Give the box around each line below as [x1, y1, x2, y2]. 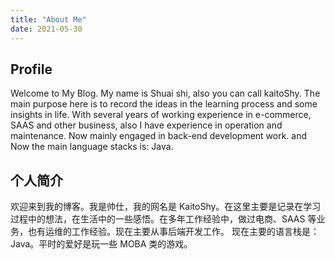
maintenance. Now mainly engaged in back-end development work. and [10, 130, 308, 142]
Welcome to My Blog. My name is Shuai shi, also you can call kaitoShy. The [10, 87, 321, 100]
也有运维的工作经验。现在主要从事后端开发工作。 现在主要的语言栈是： [27, 226, 320, 238]
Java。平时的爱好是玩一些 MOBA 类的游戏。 [10, 238, 193, 250]
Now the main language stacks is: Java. [10, 141, 174, 153]
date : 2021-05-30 [10, 24, 83, 34]
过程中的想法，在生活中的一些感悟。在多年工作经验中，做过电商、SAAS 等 [10, 213, 317, 225]
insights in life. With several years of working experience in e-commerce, [10, 109, 312, 121]
